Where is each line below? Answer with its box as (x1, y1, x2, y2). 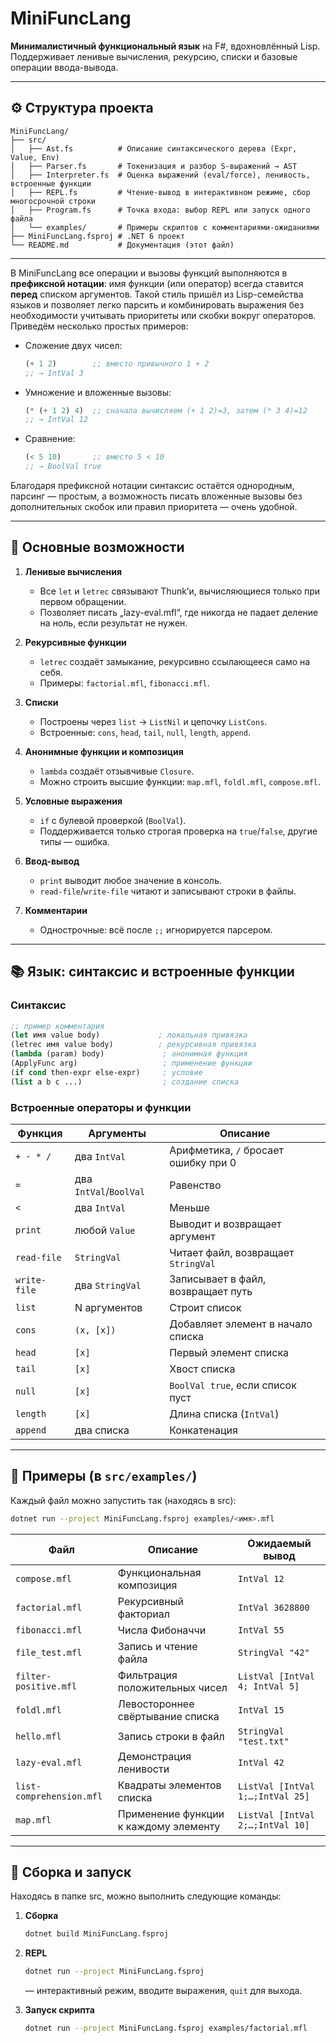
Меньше (169, 1200, 210, 1214)
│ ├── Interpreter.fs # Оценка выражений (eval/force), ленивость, (10, 170, 311, 180)
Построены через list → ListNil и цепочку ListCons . (39, 715, 268, 727)
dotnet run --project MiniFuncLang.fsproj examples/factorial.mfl (24, 2023, 308, 2034)
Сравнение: (24, 433, 76, 445)
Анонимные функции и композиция (24, 745, 184, 757)
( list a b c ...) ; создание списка (10, 1077, 240, 1087)
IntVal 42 (238, 1757, 285, 1768)
